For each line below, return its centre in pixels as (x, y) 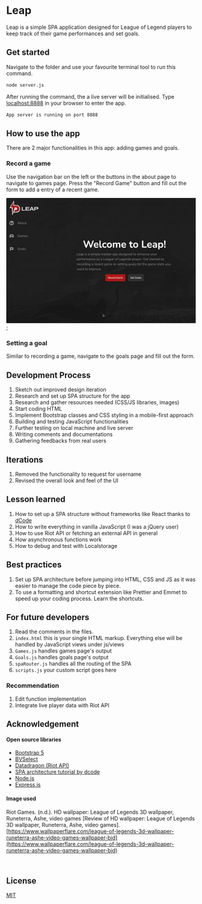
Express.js (28, 785)
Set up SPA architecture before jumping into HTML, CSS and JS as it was (105, 579)
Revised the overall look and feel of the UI (67, 481)
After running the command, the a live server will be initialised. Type (90, 96)
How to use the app (43, 133)
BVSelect (26, 759)
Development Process (49, 375)
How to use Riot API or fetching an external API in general (86, 533)
